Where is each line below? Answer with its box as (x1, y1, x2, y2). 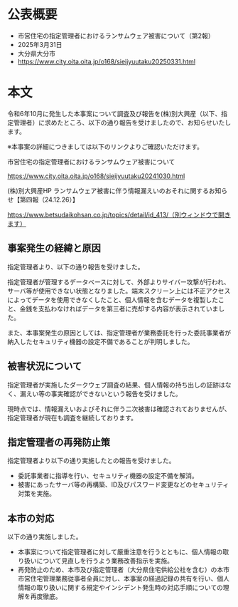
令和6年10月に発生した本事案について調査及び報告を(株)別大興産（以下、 (7, 109, 222, 118)
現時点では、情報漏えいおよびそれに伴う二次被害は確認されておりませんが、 (7, 404, 231, 413)
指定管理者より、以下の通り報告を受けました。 (7, 262, 144, 271)
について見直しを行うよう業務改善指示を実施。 (36, 556, 174, 565)
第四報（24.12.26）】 (19, 195, 80, 204)
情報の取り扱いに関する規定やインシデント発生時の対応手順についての (17, 583, 224, 592)
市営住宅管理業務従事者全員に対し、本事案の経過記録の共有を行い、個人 (17, 574, 229, 583)
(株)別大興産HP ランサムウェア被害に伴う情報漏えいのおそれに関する (7, 186, 210, 194)
